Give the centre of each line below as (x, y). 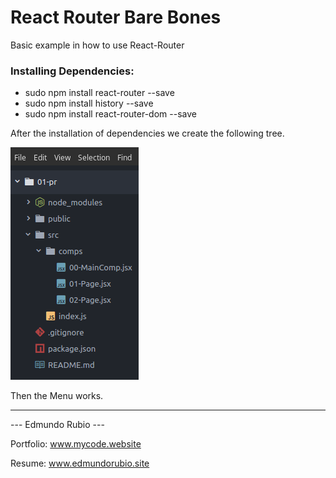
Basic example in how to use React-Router (97, 45)
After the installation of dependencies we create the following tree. (147, 133)
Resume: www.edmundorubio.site (80, 463)
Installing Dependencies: (72, 71)
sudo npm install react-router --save (99, 93)
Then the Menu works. (57, 396)
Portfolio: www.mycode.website (76, 444)
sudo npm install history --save (89, 103)
